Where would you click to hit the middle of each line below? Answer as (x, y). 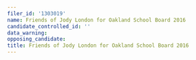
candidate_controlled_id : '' (49, 26)
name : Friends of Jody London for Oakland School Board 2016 (97, 20)
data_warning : (28, 33)
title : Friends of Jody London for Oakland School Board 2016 (98, 46)
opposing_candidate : (37, 39)
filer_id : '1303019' (37, 13)
